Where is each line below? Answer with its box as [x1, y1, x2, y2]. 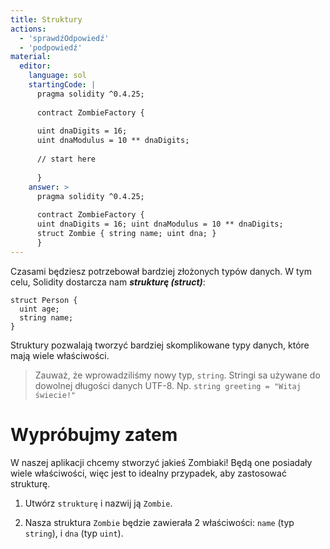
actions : [10, 24, 47, 34]
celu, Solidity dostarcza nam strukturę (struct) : [10, 276, 206, 288]
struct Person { [10, 295, 78, 305]
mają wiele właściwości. [10, 349, 110, 361]
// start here [36, 154, 97, 164]
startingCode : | [28, 80, 97, 90]
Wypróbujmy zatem [10, 423, 178, 446]
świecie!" [34, 390, 77, 400]
